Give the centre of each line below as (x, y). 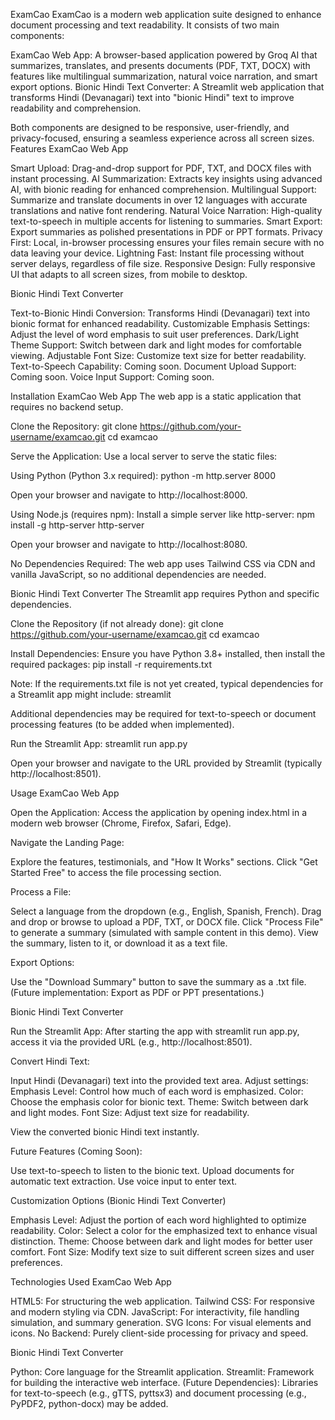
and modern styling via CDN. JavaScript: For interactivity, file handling (155, 1312)
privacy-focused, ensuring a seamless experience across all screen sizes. (162, 138)
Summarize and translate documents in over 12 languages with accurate (159, 200)
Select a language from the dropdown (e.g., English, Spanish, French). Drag (166, 911)
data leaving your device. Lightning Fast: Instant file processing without (157, 253)
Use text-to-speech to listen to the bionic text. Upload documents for (152, 1170)
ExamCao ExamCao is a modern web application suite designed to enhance (166, 14)
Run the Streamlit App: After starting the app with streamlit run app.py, (155, 1031)
